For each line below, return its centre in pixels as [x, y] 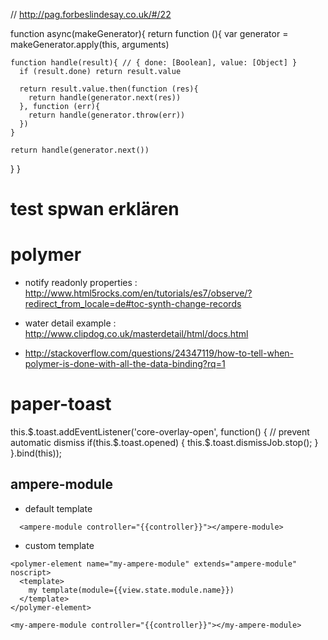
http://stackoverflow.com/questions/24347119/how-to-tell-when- [159, 353]
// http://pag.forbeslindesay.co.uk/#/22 [91, 14]
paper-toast [61, 404]
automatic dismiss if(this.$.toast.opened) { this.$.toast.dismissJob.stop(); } [164, 443]
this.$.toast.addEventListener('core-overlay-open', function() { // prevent [160, 432]
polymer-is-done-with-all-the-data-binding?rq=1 [125, 364]
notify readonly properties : [81, 283]
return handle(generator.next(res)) [105, 98]
